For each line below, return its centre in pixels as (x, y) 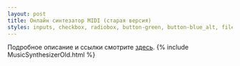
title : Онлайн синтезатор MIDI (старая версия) (80, 21)
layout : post (27, 14)
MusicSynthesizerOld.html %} (51, 55)
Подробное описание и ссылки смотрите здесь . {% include (98, 48)
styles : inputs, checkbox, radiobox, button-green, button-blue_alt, (113, 27)
